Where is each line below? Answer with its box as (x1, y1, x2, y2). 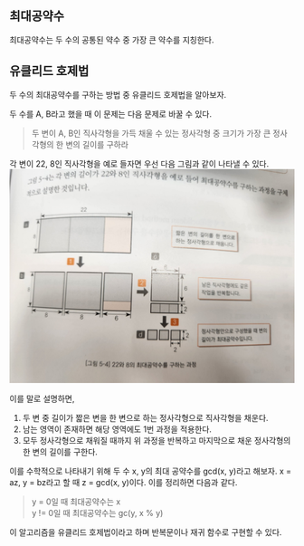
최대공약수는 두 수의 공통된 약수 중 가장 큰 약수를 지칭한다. (9, 34, 214, 45)
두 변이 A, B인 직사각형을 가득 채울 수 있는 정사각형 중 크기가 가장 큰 (31, 128, 271, 139)
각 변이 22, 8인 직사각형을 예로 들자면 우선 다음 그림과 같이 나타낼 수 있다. (9, 158, 270, 169)
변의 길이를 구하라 (65, 139, 129, 149)
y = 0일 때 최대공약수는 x (31, 496, 121, 507)
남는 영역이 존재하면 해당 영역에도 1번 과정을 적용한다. (22, 424, 213, 435)
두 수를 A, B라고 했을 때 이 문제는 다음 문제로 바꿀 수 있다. (9, 108, 213, 120)
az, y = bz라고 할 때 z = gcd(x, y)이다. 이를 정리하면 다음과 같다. (9, 476, 238, 487)
